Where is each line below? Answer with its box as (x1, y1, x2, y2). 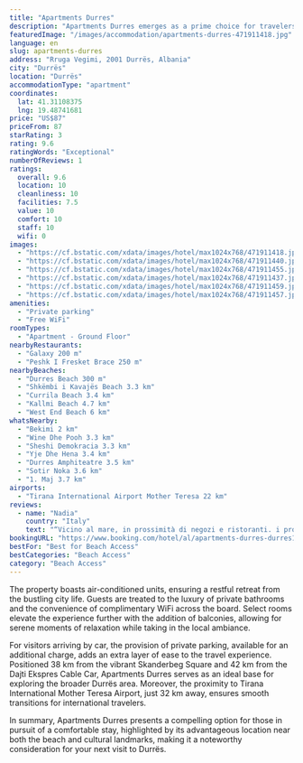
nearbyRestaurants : (9, 340, 83, 349)
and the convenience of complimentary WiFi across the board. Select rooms (9, 602, 293, 614)
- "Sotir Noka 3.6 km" (17, 467, 103, 476)
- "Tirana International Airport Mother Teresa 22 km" (17, 491, 228, 501)
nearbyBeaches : (9, 366, 67, 375)
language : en (9, 38, 59, 48)
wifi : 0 (17, 231, 47, 240)
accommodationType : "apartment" (9, 80, 131, 89)
